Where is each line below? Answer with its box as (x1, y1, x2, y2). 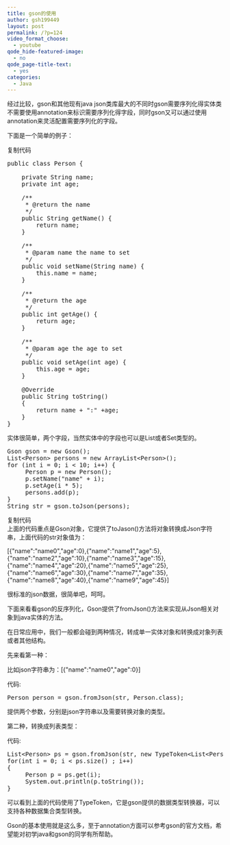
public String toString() (21, 393, 109, 401)
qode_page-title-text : (7, 61, 72, 68)
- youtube (13, 42, 41, 49)
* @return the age (25, 297, 87, 305)
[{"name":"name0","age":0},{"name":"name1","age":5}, (7, 547, 162, 555)
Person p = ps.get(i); (25, 771, 101, 779)
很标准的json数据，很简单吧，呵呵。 (7, 590, 110, 598)
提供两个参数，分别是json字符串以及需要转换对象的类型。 (7, 707, 169, 716)
